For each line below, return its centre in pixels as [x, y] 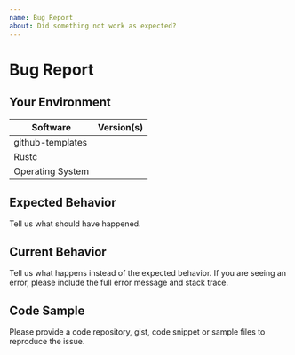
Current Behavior [58, 252]
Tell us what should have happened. [75, 224]
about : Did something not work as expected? [93, 26]
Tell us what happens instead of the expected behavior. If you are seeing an [148, 273]
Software [51, 127]
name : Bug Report [41, 17]
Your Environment [60, 103]
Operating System [52, 171]
